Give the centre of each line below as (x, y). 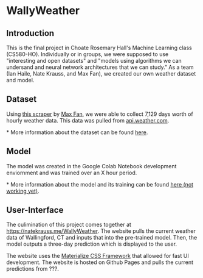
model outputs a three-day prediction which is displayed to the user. (92, 244)
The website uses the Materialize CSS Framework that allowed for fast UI (98, 256)
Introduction (30, 33)
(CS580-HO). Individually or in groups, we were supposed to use (88, 54)
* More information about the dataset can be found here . (77, 132)
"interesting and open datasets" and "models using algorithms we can (94, 61)
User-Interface (35, 210)
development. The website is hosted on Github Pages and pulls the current (100, 262)
